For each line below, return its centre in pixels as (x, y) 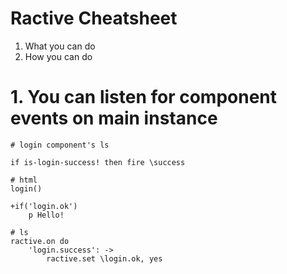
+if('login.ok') (44, 206)
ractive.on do (40, 241)
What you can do (60, 46)
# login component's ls (60, 145)
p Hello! (46, 215)
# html (24, 180)
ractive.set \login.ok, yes (104, 258)
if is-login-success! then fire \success (98, 162)
